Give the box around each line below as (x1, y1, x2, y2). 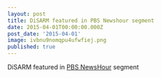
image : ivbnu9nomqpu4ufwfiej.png (7, 37, 107, 44)
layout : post (7, 10, 46, 18)
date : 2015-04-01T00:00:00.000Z (7, 23, 103, 30)
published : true (7, 43, 56, 50)
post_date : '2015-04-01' (7, 30, 81, 38)
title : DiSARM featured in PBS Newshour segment (7, 17, 155, 24)
